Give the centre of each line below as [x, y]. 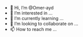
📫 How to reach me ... [33, 29]
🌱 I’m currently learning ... [37, 18]
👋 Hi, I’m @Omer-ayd [32, 8]
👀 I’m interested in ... [31, 13]
